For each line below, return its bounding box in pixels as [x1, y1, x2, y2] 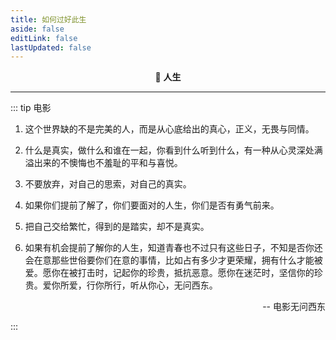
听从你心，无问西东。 [129, 279, 218, 291]
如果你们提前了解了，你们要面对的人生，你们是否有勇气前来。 [24, 199, 280, 211]
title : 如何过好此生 [10, 14, 87, 25]
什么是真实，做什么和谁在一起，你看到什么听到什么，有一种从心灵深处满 [24, 144, 323, 156]
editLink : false [10, 33, 78, 43]
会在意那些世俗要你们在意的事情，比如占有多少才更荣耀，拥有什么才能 [24, 254, 315, 266]
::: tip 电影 [10, 102, 52, 114]
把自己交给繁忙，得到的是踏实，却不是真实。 [24, 221, 210, 233]
